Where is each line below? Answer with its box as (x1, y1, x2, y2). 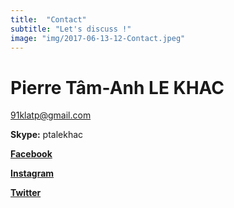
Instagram (10, 167, 55, 180)
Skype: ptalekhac (10, 129, 84, 141)
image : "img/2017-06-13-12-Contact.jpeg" (10, 33, 186, 43)
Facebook (10, 148, 53, 160)
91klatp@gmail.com (10, 109, 92, 121)
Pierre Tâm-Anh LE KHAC (10, 76, 225, 99)
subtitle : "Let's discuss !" (10, 24, 132, 34)
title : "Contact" (10, 14, 87, 25)
